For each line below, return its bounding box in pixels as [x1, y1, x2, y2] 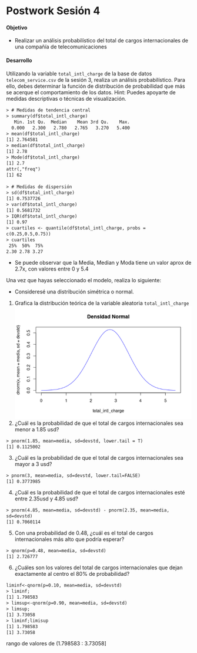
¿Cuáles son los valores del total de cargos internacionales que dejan [14, 564, 183, 571]
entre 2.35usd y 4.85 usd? [14, 495, 78, 502]
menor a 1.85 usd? [14, 426, 59, 433]
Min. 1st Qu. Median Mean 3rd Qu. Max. [14, 119, 131, 125]
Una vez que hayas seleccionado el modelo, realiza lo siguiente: [6, 276, 162, 283]
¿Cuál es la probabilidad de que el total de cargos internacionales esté [14, 489, 185, 496]
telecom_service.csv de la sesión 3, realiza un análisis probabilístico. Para [6, 76, 185, 83]
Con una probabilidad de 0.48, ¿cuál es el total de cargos [14, 529, 154, 536]
